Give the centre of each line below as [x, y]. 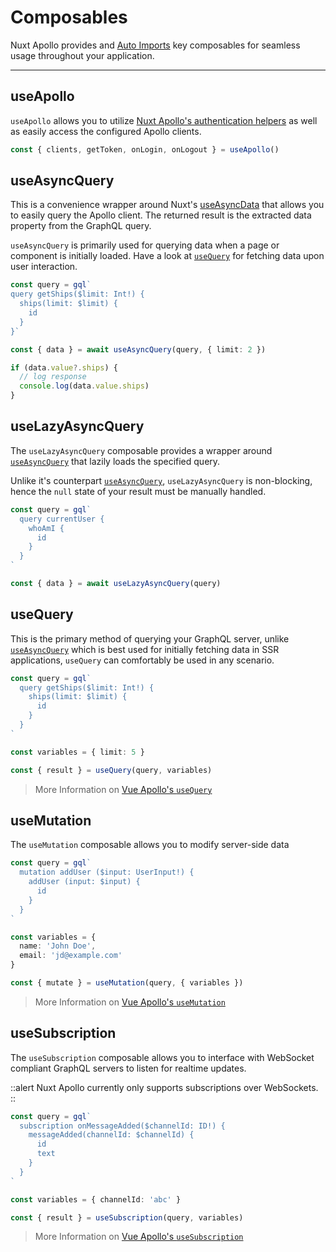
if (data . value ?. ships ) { [64, 367]
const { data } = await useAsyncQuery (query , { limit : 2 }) [138, 349]
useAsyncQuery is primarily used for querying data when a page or [145, 245]
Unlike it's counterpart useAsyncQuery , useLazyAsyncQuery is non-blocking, [161, 480]
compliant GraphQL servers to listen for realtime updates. [128, 1068]
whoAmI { [46, 528]
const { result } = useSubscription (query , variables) [127, 1217]
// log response [53, 377]
